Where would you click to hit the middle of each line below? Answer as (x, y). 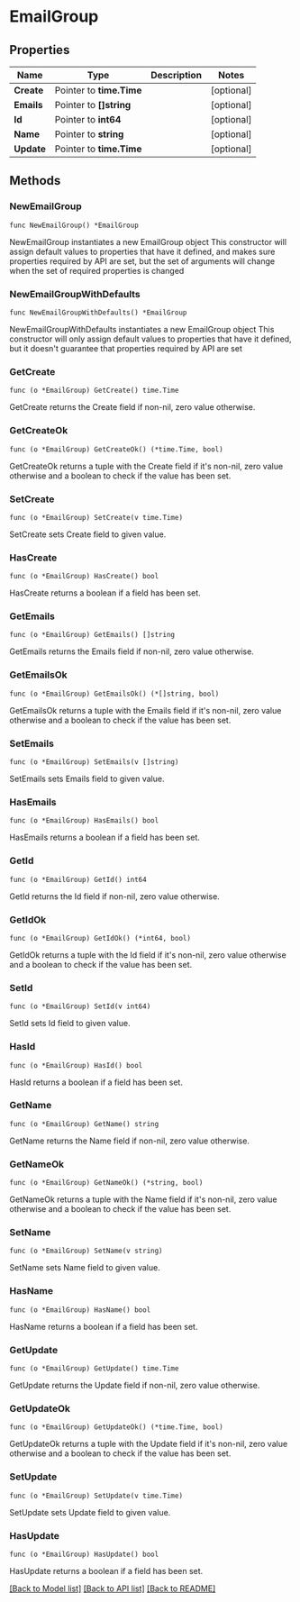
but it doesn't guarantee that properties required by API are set (126, 348)
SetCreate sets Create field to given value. (88, 534)
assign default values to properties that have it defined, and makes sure (142, 251)
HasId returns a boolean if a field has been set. (96, 1082)
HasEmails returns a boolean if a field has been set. (105, 837)
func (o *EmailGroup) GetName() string (84, 1124)
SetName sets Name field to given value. (85, 1268)
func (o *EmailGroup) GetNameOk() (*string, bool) (106, 1183)
